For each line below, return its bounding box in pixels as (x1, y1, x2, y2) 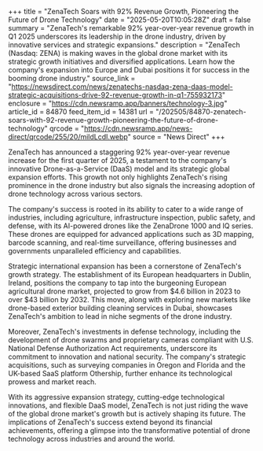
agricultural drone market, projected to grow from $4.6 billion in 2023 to (8, 286, 241, 296)
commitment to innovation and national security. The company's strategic (8, 352, 247, 361)
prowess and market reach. (8, 377, 97, 386)
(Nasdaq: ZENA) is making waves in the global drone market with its (8, 49, 228, 57)
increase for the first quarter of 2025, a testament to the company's (8, 156, 227, 165)
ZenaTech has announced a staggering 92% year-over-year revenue (8, 147, 230, 157)
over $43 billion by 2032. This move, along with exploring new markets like (8, 295, 251, 304)
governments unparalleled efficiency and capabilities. (8, 246, 182, 255)
